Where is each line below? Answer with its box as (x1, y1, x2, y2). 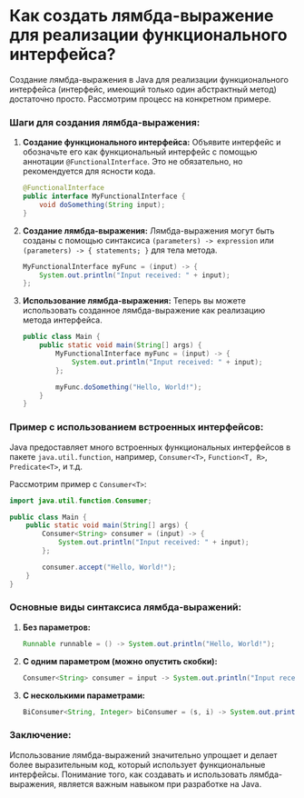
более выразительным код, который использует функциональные (9, 759, 266, 770)
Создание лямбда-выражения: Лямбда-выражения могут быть (22, 224, 275, 236)
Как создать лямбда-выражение (9, 5, 274, 26)
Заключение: (9, 729, 72, 742)
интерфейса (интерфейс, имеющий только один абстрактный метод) (9, 84, 277, 95)
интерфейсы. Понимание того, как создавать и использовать (9, 769, 248, 780)
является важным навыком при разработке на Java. (58, 778, 262, 789)
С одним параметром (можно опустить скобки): (22, 655, 218, 666)
